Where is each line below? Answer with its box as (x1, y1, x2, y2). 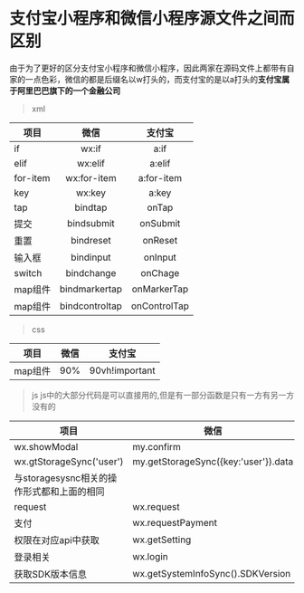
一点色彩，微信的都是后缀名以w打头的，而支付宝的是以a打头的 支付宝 (24, 73, 282, 84)
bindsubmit (67, 216, 115, 229)
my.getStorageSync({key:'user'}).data (132, 454, 294, 467)
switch (14, 266, 43, 279)
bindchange (65, 266, 117, 279)
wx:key (75, 187, 107, 199)
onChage (140, 266, 180, 279)
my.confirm (132, 440, 181, 453)
